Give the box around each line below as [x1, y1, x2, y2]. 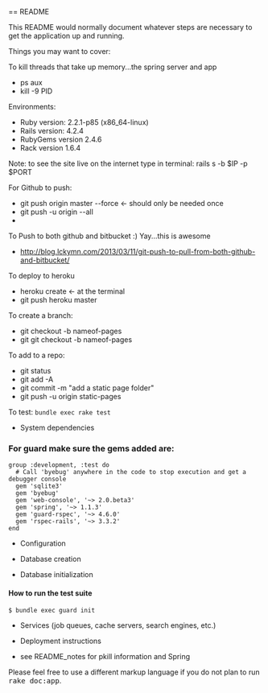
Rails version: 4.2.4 [19, 126, 85, 135]
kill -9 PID [19, 86, 53, 96]
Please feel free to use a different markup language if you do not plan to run [8, 667, 260, 677]
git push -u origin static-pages [19, 392, 122, 401]
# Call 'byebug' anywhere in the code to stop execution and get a [15, 468, 247, 476]
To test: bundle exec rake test [8, 407, 111, 417]
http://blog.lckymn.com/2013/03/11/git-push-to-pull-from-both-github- [19, 247, 256, 256]
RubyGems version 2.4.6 [19, 134, 102, 144]
